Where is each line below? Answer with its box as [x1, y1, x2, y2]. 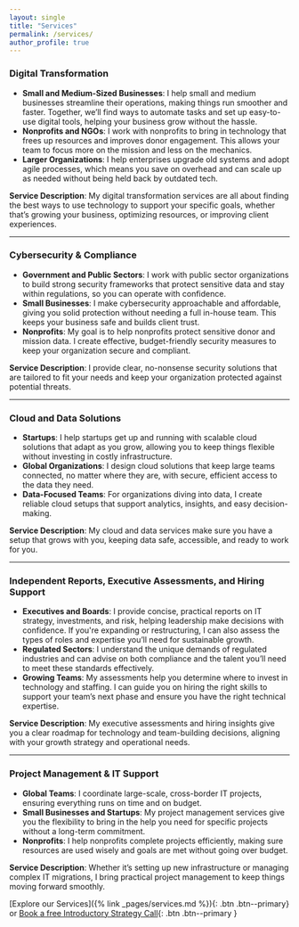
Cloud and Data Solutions [9, 412, 122, 424]
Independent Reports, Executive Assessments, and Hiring [9, 575, 265, 587]
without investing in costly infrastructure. [21, 451, 173, 462]
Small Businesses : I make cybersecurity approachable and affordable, [21, 298, 282, 308]
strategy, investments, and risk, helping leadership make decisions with [21, 616, 285, 627]
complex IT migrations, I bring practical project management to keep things [9, 871, 285, 882]
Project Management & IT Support [9, 767, 159, 780]
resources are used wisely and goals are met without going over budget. [21, 844, 288, 856]
